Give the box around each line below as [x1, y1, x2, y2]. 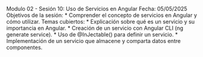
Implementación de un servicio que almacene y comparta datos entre [6, 38, 181, 44]
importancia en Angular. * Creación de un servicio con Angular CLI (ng [6, 24, 184, 32]
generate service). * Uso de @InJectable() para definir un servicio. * [6, 31, 178, 38]
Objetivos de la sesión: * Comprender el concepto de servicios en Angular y [6, 12, 198, 19]
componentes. [6, 44, 43, 51]
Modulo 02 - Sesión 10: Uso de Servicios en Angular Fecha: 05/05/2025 [6, 5, 188, 12]
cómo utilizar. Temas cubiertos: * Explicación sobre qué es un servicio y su [6, 18, 195, 25]
